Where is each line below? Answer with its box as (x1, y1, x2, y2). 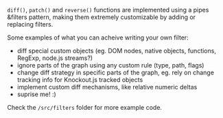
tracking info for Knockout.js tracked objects (16, 76, 143, 84)
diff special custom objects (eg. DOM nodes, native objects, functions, (16, 47, 216, 55)
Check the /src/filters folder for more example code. (7, 104, 163, 111)
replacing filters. (7, 20, 54, 28)
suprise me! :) (16, 90, 56, 98)
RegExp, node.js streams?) (16, 54, 93, 62)
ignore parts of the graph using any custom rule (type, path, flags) (16, 61, 204, 69)
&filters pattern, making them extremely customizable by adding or (7, 13, 196, 21)
